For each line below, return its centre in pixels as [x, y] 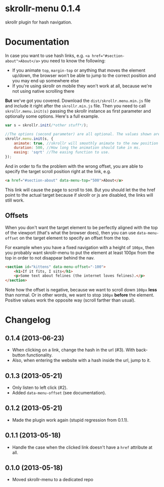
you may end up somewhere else [45, 80]
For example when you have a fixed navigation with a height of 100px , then [80, 247]
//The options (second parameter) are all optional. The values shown [78, 134]
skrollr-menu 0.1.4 [43, 9]
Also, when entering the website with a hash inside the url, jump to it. [82, 360]
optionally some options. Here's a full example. [52, 116]
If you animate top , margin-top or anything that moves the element [79, 70]
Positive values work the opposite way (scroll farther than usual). [70, 300]
